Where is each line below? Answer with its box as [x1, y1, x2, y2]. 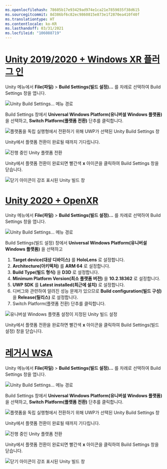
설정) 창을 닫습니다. [5, 328, 43, 334]
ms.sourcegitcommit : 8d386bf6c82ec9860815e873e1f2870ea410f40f [5, 12, 140, 17]
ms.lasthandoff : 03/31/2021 [5, 26, 64, 31]
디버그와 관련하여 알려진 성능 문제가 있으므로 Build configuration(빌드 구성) [12, 288, 162, 294]
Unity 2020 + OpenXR [5, 195, 98, 206]
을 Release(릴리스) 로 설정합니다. [12, 294, 78, 300]
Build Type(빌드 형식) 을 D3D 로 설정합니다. [12, 269, 99, 275]
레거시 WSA [5, 348, 53, 359]
